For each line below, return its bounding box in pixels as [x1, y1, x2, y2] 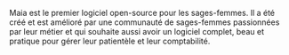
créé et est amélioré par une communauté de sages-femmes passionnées [9, 17, 280, 27]
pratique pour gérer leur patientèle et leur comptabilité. [9, 35, 211, 46]
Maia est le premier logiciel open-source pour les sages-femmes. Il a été [9, 8, 276, 18]
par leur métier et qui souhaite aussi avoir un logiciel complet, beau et [9, 27, 265, 36]
